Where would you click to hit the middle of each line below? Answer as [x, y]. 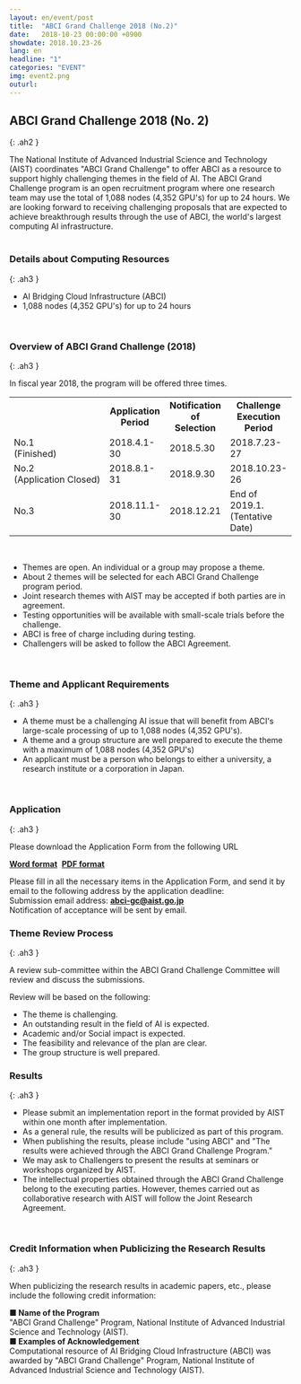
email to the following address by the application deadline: [117, 890]
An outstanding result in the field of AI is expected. [116, 1023]
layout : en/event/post [52, 18]
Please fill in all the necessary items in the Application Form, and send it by [147, 881]
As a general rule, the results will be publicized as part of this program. [153, 1132]
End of [244, 495]
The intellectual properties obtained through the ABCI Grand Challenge [153, 1179]
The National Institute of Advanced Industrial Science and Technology [138, 160]
